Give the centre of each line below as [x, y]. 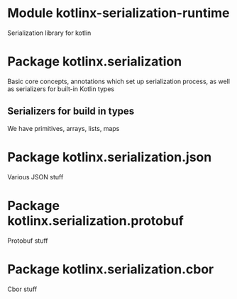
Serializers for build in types [71, 111]
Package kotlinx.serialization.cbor [111, 269]
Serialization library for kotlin [49, 33]
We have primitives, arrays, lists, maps [64, 128]
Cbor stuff [22, 289]
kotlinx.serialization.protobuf [96, 220]
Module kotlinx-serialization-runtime [118, 13]
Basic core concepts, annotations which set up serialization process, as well [119, 81]
